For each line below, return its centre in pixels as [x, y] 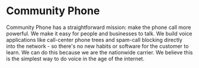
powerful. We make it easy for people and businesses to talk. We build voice [99, 33]
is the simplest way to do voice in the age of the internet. [76, 59]
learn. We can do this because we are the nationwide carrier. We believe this [99, 52]
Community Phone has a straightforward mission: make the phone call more [99, 27]
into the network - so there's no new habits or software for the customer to [97, 46]
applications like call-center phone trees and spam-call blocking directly [94, 40]
